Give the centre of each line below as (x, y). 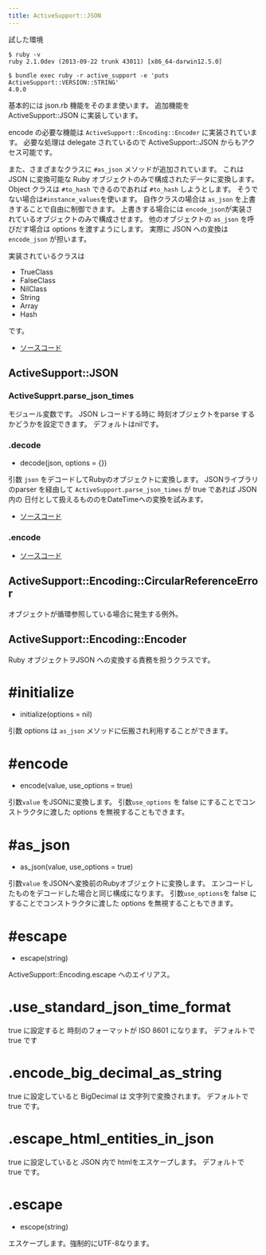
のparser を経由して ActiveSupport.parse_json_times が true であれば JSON (133, 489)
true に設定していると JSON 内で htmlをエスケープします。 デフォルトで (127, 1162)
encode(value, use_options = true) (76, 786)
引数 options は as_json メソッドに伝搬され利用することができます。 (120, 731)
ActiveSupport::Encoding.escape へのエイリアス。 (91, 975)
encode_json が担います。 (50, 239)
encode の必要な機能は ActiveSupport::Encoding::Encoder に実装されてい (129, 132)
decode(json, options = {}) (63, 463)
